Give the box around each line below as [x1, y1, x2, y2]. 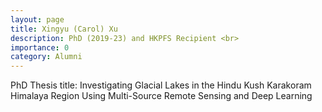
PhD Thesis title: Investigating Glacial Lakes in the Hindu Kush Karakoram [10, 79, 312, 91]
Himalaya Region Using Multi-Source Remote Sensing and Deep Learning [10, 90, 313, 102]
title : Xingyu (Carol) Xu [10, 24, 118, 34]
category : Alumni [10, 52, 83, 62]
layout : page [10, 14, 65, 25]
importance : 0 [10, 42, 70, 53]
